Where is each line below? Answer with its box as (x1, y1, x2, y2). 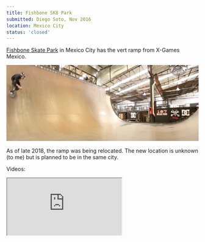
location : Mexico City (6, 22, 64, 29)
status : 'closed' (6, 29, 51, 35)
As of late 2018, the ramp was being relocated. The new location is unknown (6, 147, 198, 154)
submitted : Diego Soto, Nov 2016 (6, 16, 92, 22)
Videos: (6, 165, 26, 173)
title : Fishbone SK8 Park (6, 10, 72, 16)
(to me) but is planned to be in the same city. (6, 154, 119, 161)
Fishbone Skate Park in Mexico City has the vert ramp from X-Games (6, 46, 180, 54)
